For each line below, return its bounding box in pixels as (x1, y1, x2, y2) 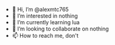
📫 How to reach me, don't (12, 32, 79, 39)
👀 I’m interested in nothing (12, 12, 78, 19)
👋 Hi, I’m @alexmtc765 (12, 6, 69, 13)
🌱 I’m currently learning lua (12, 19, 80, 26)
